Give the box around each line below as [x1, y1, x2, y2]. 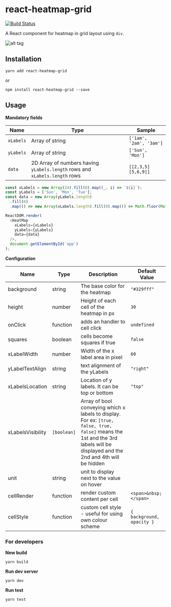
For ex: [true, [80, 416, 115, 423]
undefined [130, 322, 154, 328]
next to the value [80, 474, 121, 481]
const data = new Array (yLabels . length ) [5, 194, 93, 199]
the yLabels [80, 368, 108, 375]
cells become [80, 332, 113, 339]
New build [5, 550, 27, 556]
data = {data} [14, 232, 40, 237]
